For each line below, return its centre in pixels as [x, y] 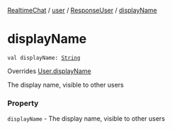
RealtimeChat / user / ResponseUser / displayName [82, 10]
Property [23, 103]
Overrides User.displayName [49, 71]
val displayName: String [44, 58]
